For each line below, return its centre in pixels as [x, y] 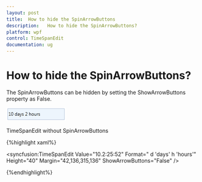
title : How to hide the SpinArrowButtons [61, 19]
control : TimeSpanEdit [35, 39]
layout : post [23, 13]
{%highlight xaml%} [31, 142]
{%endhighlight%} [30, 172]
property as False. [29, 99]
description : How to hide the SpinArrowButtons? [72, 25]
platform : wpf [24, 32]
